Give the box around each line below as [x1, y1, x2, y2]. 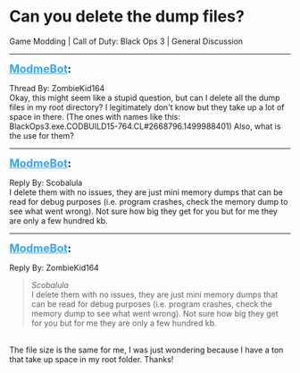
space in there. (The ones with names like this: [9, 111, 180, 122]
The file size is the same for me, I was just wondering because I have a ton [9, 344, 284, 355]
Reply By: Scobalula [9, 177, 83, 188]
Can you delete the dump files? [9, 6, 246, 27]
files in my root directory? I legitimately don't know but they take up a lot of [9, 101, 285, 113]
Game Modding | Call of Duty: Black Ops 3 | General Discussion [9, 36, 244, 47]
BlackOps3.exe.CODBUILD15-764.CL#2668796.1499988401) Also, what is [9, 121, 281, 131]
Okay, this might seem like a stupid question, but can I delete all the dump [9, 92, 280, 103]
